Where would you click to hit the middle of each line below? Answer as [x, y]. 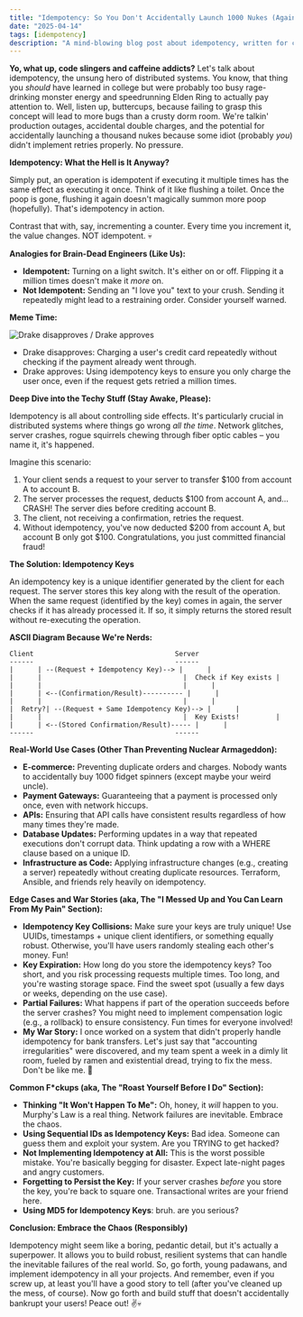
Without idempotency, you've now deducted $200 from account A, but [154, 527]
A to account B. [51, 489]
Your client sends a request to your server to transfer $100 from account [157, 480]
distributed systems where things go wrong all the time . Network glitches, [147, 425]
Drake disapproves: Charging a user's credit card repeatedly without [150, 352]
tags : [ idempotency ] [48, 34]
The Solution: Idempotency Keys [72, 564]
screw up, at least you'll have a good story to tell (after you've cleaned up [146, 1284]
